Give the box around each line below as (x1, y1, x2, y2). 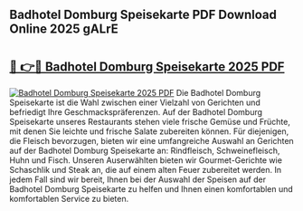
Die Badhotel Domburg (175, 88, 261, 98)
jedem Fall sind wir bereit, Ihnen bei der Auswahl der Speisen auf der (9, 174, 267, 185)
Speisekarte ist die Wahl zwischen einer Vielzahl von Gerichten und (9, 97, 260, 108)
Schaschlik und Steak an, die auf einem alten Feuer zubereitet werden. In (9, 165, 282, 175)
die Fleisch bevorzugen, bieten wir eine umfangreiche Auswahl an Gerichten (9, 136, 294, 146)
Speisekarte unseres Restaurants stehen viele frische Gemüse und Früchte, (9, 117, 291, 127)
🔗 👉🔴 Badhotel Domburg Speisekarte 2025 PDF (9, 59, 285, 74)
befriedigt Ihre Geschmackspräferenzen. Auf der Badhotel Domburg (9, 107, 263, 117)
